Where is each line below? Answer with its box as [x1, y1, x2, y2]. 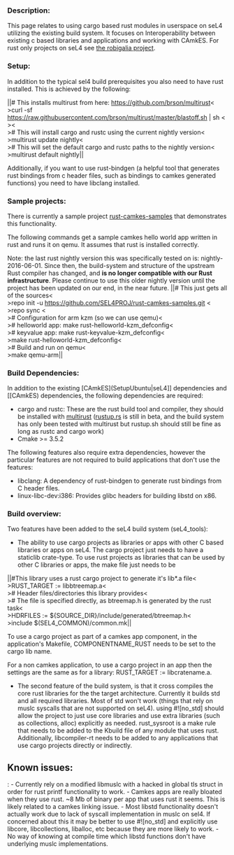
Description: [7, 6, 50, 15]
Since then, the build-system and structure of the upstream [44, 261, 215, 269]
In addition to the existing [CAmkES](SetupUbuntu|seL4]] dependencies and [7, 384, 227, 393]
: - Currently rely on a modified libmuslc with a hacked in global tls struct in [7, 780, 224, 789]
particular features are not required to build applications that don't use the [7, 455, 221, 464]
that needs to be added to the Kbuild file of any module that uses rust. [17, 726, 219, 735]
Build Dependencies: [7, 368, 80, 378]
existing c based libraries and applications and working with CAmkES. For [7, 36, 219, 45]
